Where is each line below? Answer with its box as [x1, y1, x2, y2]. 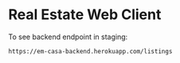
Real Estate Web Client [8, 6, 162, 24]
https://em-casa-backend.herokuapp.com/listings [8, 47, 173, 55]
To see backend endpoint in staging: [8, 32, 128, 41]
